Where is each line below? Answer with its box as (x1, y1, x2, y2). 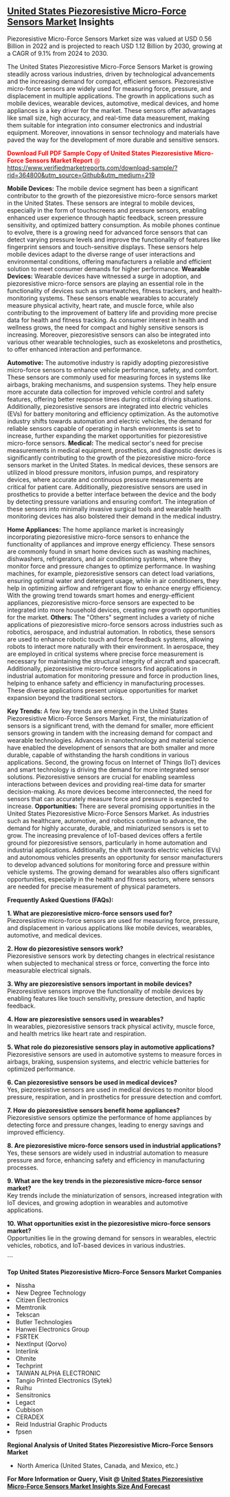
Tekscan (16, 1310, 40, 1319)
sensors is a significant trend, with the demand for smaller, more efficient (7, 721, 214, 730)
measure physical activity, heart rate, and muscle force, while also (7, 301, 194, 309)
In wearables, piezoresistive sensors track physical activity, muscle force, (7, 1022, 215, 1030)
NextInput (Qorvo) (16, 1339, 67, 1348)
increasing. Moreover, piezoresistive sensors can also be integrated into (7, 330, 211, 339)
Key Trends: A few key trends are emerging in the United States (7, 707, 188, 715)
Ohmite (16, 1354, 36, 1362)
